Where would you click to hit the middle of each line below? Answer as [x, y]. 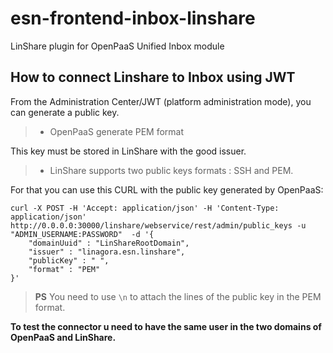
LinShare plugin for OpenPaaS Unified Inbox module [117, 46]
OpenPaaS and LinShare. [63, 337]
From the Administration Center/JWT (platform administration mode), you [161, 101]
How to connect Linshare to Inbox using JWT [153, 77]
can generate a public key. [65, 112]
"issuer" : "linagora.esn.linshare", [107, 252]
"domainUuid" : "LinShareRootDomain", [109, 243]
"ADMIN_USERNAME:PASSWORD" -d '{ [82, 234]
